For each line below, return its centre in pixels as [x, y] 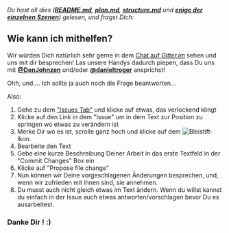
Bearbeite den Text [44, 146]
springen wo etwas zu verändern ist [68, 124]
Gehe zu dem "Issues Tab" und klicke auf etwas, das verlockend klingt [117, 110]
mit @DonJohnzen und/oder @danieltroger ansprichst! [86, 70]
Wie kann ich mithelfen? [60, 39]
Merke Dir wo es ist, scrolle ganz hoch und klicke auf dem [99, 131]
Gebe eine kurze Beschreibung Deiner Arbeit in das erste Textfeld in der [119, 153]
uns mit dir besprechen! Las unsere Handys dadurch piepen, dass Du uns [111, 62]
